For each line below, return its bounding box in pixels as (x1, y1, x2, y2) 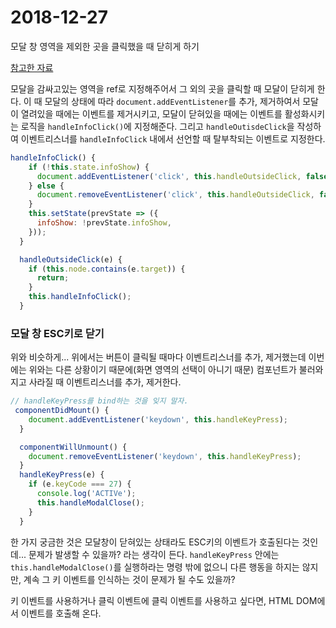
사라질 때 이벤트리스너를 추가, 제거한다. (28, 376, 182, 388)
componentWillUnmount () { (19, 442, 128, 452)
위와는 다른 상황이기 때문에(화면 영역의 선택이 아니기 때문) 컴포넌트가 (28, 364, 297, 376)
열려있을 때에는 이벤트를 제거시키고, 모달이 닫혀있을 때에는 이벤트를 (20, 107, 283, 120)
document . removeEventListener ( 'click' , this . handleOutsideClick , (36, 190, 315, 200)
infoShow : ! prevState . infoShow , (36, 218, 172, 228)
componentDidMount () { (14, 406, 110, 416)
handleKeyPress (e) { (19, 470, 105, 480)
